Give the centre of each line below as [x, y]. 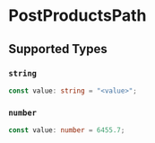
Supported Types [58, 49]
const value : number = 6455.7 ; [67, 130]
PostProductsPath [77, 16]
